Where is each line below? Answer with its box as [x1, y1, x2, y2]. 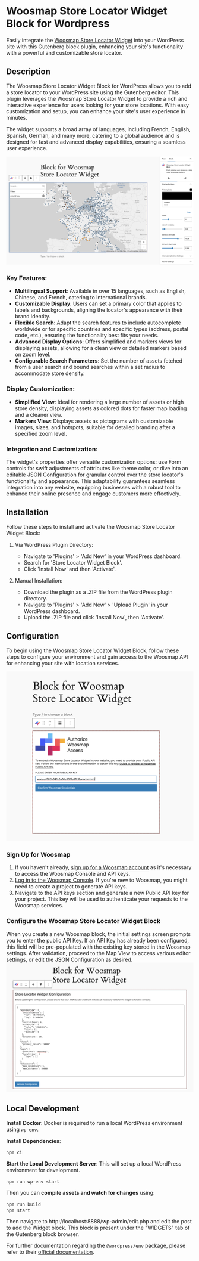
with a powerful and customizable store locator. [6, 49, 123, 56]
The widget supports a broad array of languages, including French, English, [6, 125, 191, 132]
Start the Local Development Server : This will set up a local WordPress [6, 1160, 182, 1167]
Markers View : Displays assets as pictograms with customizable [14, 417, 173, 425]
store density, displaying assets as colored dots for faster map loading [14, 404, 187, 412]
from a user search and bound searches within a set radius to [14, 364, 165, 371]
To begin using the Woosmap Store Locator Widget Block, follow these [6, 647, 179, 654]
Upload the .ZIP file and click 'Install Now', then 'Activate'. [23, 614, 165, 621]
